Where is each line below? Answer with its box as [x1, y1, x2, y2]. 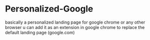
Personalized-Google [5, 3, 93, 14]
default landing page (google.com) [5, 29, 75, 35]
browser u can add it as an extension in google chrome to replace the [5, 24, 145, 30]
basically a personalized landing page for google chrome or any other [5, 19, 146, 25]
